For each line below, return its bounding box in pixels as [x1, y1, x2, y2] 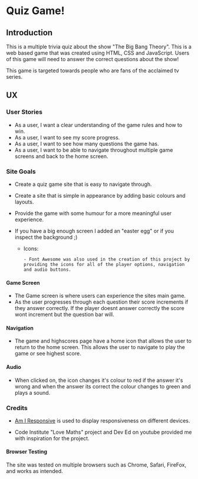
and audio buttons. [23, 267, 72, 272]
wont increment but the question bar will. [14, 311, 115, 318]
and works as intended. [6, 468, 63, 475]
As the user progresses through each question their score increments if [14, 298, 189, 305]
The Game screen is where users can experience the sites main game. [14, 292, 186, 300]
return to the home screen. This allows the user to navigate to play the [14, 344, 186, 351]
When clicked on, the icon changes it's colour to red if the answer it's [14, 377, 183, 384]
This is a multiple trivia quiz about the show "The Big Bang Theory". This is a [6, 43, 192, 50]
